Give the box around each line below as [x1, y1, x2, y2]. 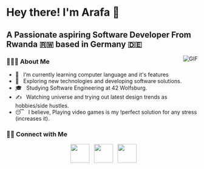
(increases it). [15, 114, 50, 122]
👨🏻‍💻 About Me [6, 57, 50, 65]
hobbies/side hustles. [15, 102, 69, 109]
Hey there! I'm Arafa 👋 [6, 5, 120, 19]
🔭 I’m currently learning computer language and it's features [15, 71, 169, 78]
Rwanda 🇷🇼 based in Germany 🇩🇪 [6, 39, 143, 49]
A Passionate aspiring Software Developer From [6, 30, 191, 40]
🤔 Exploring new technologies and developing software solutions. [15, 77, 182, 84]
